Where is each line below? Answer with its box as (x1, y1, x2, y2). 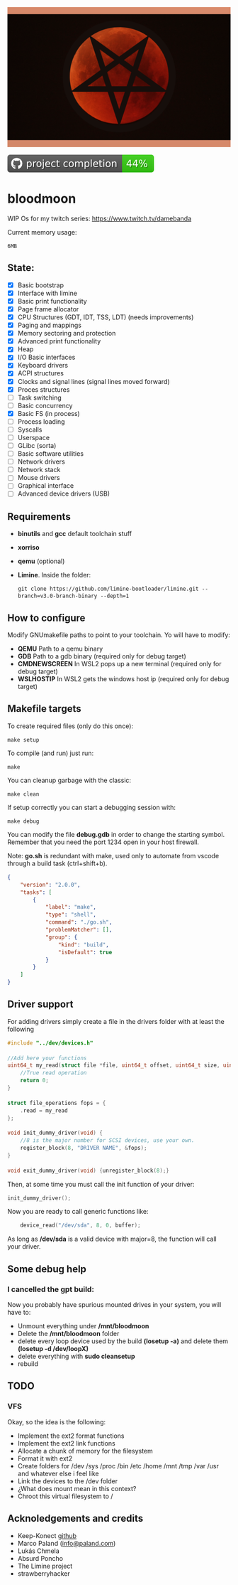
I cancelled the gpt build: (7, 1284, 94, 1294)
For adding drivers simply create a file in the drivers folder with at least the (7, 1017, 225, 1025)
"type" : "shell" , (45, 911, 97, 919)
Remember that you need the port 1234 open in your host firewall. (7, 838, 200, 846)
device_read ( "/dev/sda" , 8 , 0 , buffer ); (20, 1222, 141, 1229)
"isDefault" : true (57, 949, 113, 956)
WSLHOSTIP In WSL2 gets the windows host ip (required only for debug (17, 675, 229, 683)
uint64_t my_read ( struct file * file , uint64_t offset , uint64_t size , (7, 1062, 220, 1069)
